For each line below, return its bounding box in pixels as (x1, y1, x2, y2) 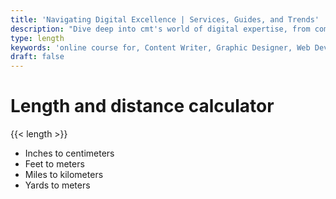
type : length (10, 33, 65, 43)
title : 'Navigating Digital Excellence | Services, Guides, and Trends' (10, 14, 320, 25)
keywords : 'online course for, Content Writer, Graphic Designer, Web (10, 42, 311, 53)
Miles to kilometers (24, 169, 104, 181)
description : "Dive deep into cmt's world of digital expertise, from (10, 24, 311, 34)
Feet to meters (24, 158, 85, 170)
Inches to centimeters (24, 147, 115, 160)
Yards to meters (24, 179, 91, 191)
